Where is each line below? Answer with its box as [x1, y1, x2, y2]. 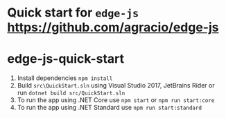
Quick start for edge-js [7, 5, 139, 21]
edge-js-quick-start [7, 51, 125, 67]
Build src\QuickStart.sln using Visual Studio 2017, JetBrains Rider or [17, 81, 215, 90]
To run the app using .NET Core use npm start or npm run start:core [17, 96, 215, 104]
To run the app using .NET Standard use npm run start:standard [17, 104, 202, 112]
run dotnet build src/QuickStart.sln [17, 88, 125, 97]
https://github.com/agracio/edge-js [7, 19, 219, 35]
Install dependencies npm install [17, 74, 113, 82]
